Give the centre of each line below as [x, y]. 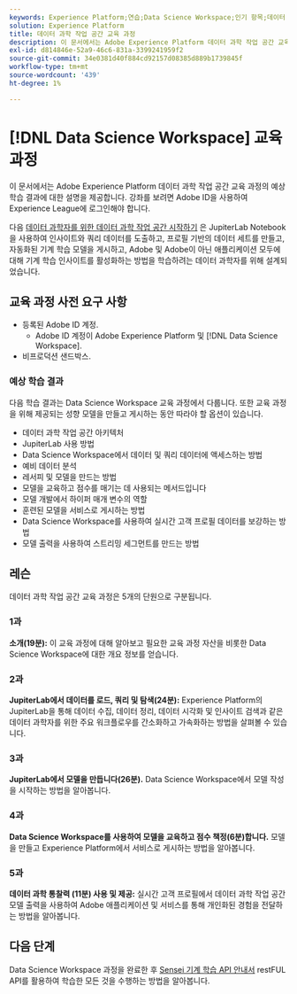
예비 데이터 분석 [49, 465]
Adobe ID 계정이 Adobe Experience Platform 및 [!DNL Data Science [156, 336]
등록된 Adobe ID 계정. [60, 325]
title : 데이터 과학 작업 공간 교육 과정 [72, 34]
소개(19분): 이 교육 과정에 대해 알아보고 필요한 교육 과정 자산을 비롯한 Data [138, 642]
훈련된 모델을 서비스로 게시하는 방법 [84, 509]
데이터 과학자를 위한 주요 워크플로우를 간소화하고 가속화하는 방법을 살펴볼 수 [140, 722]
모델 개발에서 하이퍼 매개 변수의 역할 [84, 499]
